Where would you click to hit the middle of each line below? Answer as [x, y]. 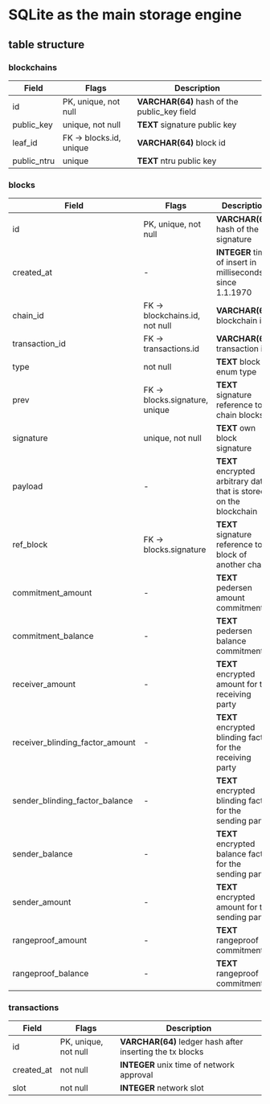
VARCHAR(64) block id [182, 142]
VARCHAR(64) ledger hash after [182, 1042]
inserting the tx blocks [162, 1052]
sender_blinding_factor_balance [73, 801]
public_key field [167, 112]
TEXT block [238, 362]
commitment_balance [53, 636]
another [231, 565]
